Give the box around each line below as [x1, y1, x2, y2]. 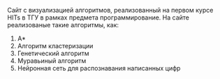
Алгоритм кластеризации [17, 42, 94, 50]
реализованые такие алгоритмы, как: [7, 21, 119, 29]
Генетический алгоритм [17, 49, 89, 57]
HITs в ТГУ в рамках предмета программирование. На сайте [7, 13, 190, 22]
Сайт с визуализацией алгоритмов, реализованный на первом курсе [7, 6, 214, 14]
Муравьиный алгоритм [17, 57, 87, 65]
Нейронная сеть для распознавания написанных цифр [17, 64, 181, 72]
